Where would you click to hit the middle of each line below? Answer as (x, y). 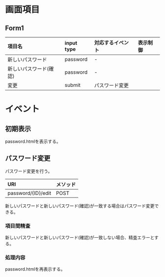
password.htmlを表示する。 (33, 141)
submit (73, 85)
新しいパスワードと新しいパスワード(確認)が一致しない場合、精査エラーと (80, 238)
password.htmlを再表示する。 (35, 269)
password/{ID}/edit (29, 193)
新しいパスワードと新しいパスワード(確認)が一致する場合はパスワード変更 (80, 206)
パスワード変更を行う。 (29, 171)
